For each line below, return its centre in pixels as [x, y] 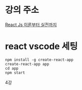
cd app [12, 68]
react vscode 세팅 [41, 46]
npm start [15, 73]
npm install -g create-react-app [39, 60]
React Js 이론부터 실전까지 [31, 25]
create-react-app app [27, 64]
